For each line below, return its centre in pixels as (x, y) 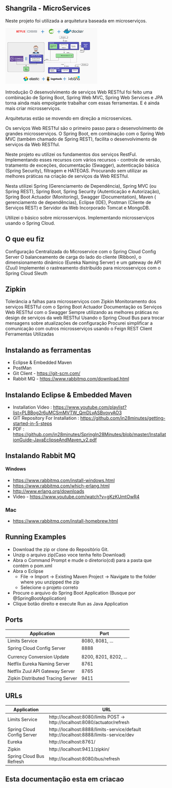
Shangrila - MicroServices (48, 8)
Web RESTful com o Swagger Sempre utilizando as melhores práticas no (82, 312)
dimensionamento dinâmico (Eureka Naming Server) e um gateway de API (83, 262)
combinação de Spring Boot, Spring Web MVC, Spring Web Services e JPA (84, 97)
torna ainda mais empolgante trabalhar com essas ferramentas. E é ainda (82, 103)
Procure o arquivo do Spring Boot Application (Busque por (74, 593)
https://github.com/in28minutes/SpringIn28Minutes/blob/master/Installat (89, 435)
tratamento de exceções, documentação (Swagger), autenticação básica (82, 165)
